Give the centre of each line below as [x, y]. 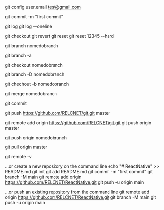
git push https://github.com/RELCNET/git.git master [57, 113]
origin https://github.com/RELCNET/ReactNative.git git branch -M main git [81, 197]
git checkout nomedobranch [34, 65]
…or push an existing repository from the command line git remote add [77, 192]
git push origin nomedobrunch [36, 138]
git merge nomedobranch [31, 94]
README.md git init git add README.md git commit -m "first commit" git [79, 172]
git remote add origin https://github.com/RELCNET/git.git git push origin [78, 123]
